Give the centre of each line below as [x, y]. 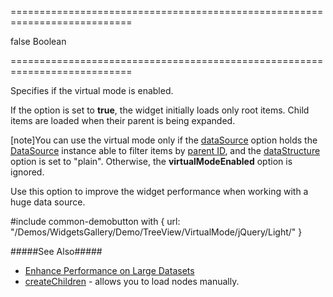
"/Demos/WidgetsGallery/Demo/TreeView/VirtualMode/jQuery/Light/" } [156, 232]
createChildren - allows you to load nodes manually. [132, 281]
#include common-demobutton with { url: [95, 221]
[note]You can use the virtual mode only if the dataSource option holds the [164, 140]
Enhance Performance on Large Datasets [109, 270]
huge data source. [48, 202]
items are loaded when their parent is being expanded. [123, 120]
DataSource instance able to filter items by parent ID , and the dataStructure [165, 150]
